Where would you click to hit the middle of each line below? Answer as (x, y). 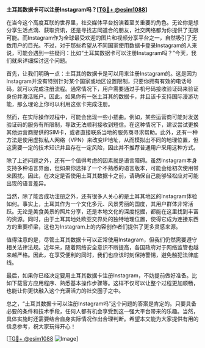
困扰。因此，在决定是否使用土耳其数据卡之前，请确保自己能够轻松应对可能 (105, 176)
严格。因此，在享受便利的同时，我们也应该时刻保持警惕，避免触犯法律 (105, 255)
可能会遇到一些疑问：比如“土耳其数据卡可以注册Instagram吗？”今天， (104, 53)
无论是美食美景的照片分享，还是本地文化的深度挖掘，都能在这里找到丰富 (108, 211)
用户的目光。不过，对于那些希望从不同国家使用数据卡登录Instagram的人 (102, 45)
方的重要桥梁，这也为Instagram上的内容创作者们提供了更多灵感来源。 (94, 227)
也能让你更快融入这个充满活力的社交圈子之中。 (65, 291)
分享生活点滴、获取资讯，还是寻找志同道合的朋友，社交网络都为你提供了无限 (103, 30)
